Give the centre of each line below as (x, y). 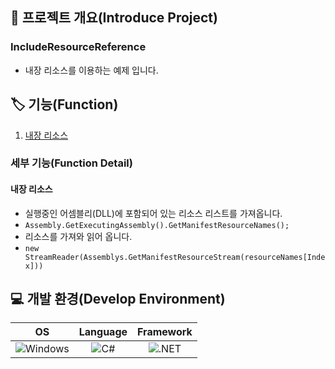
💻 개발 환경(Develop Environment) (118, 299)
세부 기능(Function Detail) (71, 163)
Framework (165, 332)
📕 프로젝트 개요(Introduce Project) (114, 18)
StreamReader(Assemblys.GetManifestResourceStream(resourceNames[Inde (175, 257)
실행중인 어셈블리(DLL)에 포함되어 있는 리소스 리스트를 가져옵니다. (153, 213)
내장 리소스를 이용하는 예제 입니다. (91, 70)
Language (103, 332)
